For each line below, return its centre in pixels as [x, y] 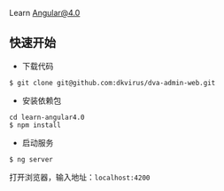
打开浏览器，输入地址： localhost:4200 [80, 177]
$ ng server [31, 159]
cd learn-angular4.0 [47, 117]
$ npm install [35, 125]
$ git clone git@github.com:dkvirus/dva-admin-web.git [112, 83]
